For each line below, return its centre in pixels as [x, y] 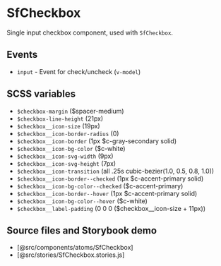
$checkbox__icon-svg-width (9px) [65, 156]
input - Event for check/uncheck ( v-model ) [79, 71]
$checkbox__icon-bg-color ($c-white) [71, 148]
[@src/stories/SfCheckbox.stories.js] [71, 255]
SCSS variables [41, 94]
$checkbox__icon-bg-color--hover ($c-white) [82, 201]
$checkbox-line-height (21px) [60, 119]
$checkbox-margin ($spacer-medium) [70, 111]
